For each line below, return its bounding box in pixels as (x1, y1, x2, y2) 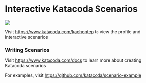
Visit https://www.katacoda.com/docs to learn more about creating (5, 57, 142, 63)
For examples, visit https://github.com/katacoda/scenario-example (5, 72, 141, 78)
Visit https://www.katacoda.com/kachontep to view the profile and (5, 28, 141, 35)
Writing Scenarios (5, 46, 49, 53)
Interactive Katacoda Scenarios (5, 3, 138, 15)
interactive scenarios (5, 34, 48, 40)
